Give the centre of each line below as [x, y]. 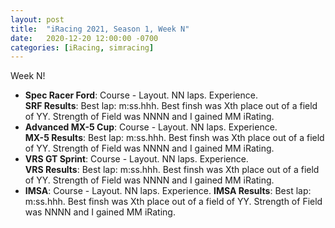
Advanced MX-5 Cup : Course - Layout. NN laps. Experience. [151, 127]
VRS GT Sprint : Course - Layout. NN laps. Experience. [136, 159]
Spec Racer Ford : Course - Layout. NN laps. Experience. [141, 95]
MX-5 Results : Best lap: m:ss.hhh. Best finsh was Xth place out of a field [174, 138]
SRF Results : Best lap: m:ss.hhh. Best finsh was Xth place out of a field [171, 106]
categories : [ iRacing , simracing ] [82, 47]
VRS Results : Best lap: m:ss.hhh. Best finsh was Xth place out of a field [172, 170]
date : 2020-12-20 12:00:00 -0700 [84, 38]
